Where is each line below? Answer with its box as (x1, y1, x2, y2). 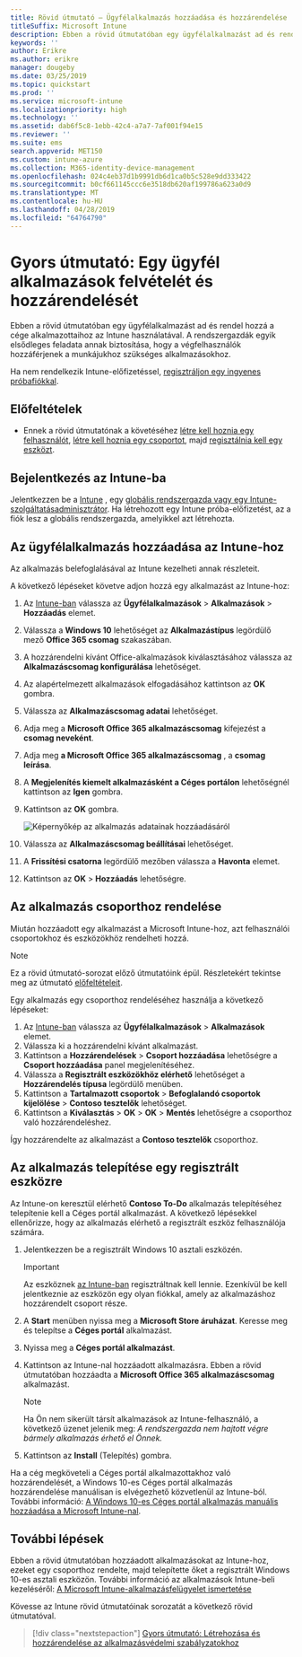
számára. (10, 1226, 45, 1237)
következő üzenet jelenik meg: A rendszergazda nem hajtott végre (22, 1423, 269, 1433)
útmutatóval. (10, 1610, 56, 1621)
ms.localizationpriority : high (10, 105, 127, 114)
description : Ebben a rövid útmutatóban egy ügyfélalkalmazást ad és (10, 30, 276, 39)
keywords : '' (10, 38, 59, 48)
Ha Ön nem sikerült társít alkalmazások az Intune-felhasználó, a (22, 1413, 259, 1424)
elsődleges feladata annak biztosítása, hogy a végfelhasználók (10, 338, 241, 350)
